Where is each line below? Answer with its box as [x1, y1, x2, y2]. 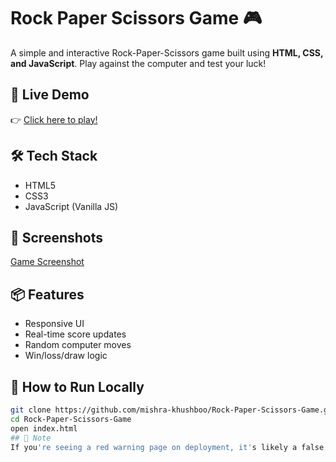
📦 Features [10, 286, 85, 303]
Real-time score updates [24, 328, 127, 340]
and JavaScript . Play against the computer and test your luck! [10, 57, 267, 69]
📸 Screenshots [10, 229, 104, 246]
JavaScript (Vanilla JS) [24, 200, 119, 212]
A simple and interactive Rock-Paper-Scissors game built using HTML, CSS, [10, 46, 324, 59]
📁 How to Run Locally [10, 378, 145, 395]
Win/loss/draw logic [24, 350, 108, 362]
